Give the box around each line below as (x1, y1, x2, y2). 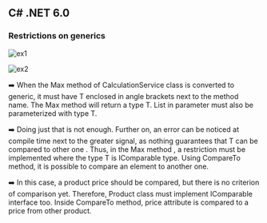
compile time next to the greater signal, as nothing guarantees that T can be (8, 136, 258, 145)
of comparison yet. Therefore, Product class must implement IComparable (8, 189, 253, 198)
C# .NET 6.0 (8, 6, 70, 20)
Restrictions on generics (8, 30, 106, 42)
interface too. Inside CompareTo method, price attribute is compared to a (8, 197, 249, 207)
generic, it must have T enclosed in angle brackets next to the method (8, 91, 239, 101)
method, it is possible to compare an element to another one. (8, 161, 209, 171)
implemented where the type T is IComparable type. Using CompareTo (8, 153, 241, 162)
